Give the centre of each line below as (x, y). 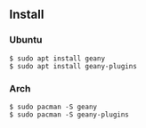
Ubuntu (26, 40)
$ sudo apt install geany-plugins (73, 66)
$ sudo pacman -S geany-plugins (69, 115)
